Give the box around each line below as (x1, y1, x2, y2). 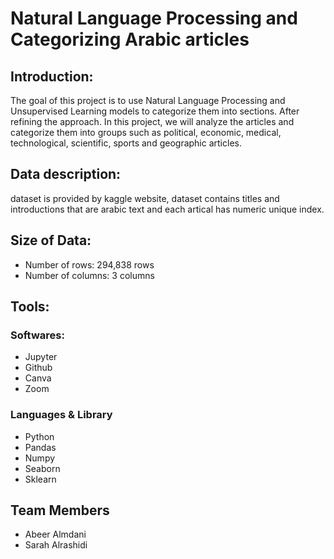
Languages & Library (10, 408, 113, 422)
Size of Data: (10, 232, 92, 249)
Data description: (10, 166, 122, 183)
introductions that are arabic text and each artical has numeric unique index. (10, 203, 325, 215)
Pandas (24, 441, 57, 453)
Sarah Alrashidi (24, 539, 88, 551)
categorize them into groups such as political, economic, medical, (10, 127, 282, 138)
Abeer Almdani (24, 528, 87, 541)
